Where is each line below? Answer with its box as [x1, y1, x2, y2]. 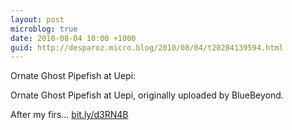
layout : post [10, 14, 65, 25]
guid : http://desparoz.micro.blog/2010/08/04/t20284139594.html [10, 42, 284, 53]
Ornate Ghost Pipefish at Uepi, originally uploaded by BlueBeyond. [10, 89, 284, 101]
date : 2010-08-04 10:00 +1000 [10, 33, 137, 43]
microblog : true [10, 24, 78, 34]
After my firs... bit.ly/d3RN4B [10, 109, 129, 121]
